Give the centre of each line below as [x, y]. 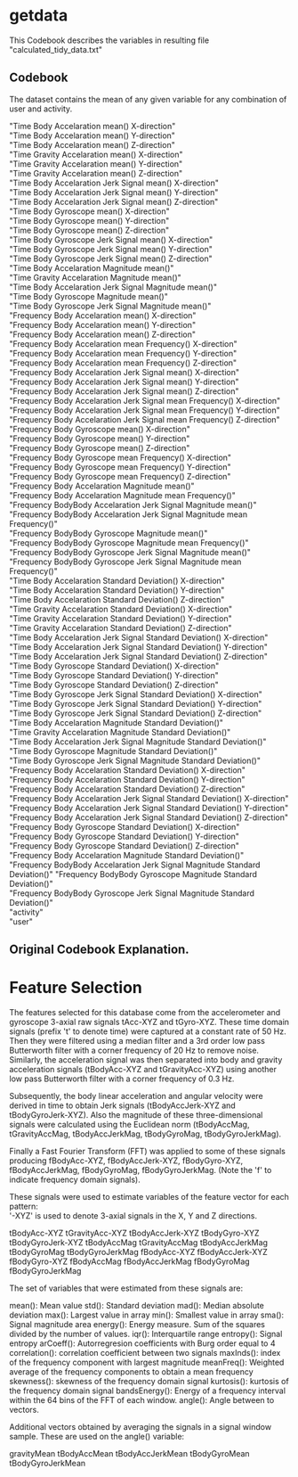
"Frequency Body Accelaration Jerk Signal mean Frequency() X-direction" [145, 400]
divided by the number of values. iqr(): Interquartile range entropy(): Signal [146, 1334]
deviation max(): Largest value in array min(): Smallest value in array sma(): [147, 1315]
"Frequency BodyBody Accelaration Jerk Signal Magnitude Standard [135, 865]
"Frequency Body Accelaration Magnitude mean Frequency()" [122, 495]
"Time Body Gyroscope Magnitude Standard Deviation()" [113, 751]
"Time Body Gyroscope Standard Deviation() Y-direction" [114, 675]
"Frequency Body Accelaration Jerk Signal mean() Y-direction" [124, 382]
